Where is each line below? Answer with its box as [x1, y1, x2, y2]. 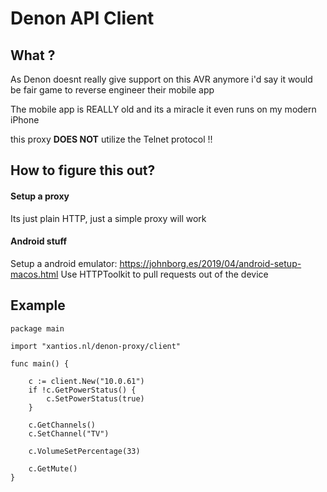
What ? [10, 47, 56, 64]
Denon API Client [10, 7, 155, 30]
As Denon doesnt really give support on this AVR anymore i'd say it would [10, 73, 313, 85]
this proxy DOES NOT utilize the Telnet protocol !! [10, 133, 213, 145]
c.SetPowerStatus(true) [46, 393, 145, 404]
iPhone [10, 114, 40, 126]
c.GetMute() [28, 463, 78, 474]
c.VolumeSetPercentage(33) [28, 446, 141, 456]
